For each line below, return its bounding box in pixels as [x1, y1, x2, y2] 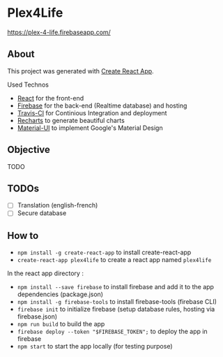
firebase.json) [17, 312, 58, 321]
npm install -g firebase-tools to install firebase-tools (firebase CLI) [17, 298, 217, 306]
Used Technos [7, 80, 49, 89]
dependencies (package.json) [17, 290, 103, 298]
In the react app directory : [7, 269, 84, 277]
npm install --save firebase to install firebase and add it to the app [17, 283, 215, 291]
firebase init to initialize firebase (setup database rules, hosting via [17, 305, 215, 314]
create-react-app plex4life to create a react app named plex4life [17, 256, 212, 264]
